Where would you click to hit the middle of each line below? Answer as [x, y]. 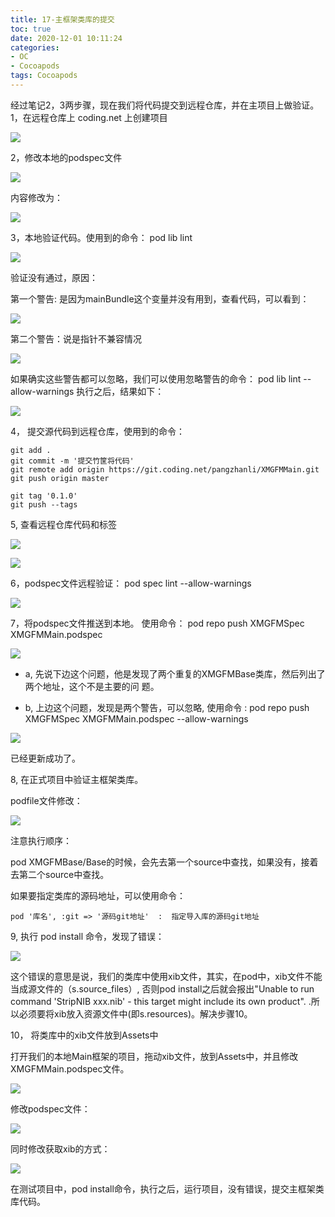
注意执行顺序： [41, 840]
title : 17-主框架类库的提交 [62, 19]
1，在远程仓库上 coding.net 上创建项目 [89, 117]
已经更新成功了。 [45, 758]
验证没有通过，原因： [54, 277]
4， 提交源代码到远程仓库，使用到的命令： [97, 431]
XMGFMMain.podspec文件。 [70, 1068]
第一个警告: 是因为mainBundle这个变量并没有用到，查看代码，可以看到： [160, 298]
